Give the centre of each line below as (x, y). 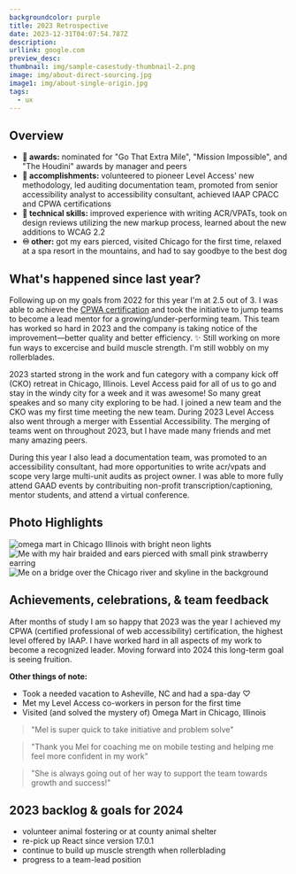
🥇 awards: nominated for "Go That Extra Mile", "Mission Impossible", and (155, 157)
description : (33, 42)
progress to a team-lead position (81, 860)
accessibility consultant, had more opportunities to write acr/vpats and (138, 467)
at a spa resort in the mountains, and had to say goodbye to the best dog (154, 251)
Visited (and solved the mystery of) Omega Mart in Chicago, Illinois (144, 712)
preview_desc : (35, 58)
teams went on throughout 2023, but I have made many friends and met (140, 431)
